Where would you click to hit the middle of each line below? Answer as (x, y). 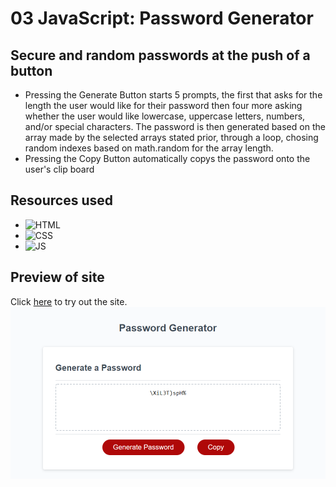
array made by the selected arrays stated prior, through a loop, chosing (171, 137)
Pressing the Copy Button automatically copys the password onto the (167, 158)
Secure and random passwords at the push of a (160, 55)
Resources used (61, 200)
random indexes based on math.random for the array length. (149, 148)
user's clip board (59, 169)
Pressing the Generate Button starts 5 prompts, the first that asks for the (173, 95)
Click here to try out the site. (69, 301)
